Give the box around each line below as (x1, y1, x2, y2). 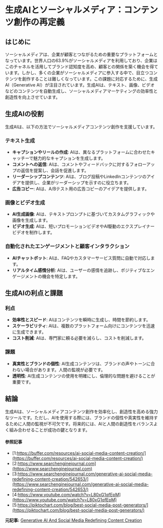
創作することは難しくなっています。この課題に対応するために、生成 (21, 76, 158, 82)
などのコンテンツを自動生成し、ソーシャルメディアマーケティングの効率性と (5, 88, 158, 94)
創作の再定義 (14, 17, 65, 28)
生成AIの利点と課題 (5, 289, 63, 297)
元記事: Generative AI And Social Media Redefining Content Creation (5, 517, 142, 523)
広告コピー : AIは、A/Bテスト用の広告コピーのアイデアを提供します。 (12, 186, 149, 192)
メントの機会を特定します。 (25, 273, 80, 279)
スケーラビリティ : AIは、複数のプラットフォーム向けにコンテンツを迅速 (12, 323, 155, 329)
